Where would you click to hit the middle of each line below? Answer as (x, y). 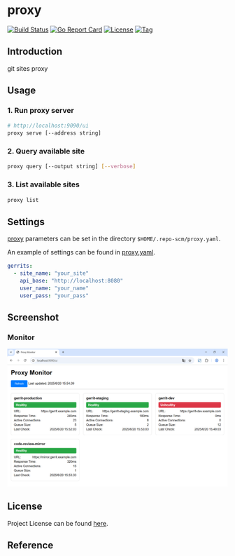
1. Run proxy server (41, 111)
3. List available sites (44, 184)
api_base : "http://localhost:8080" (72, 281)
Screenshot (33, 318)
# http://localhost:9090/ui (48, 126)
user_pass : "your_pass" (55, 296)
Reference (30, 545)
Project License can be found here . (58, 523)
